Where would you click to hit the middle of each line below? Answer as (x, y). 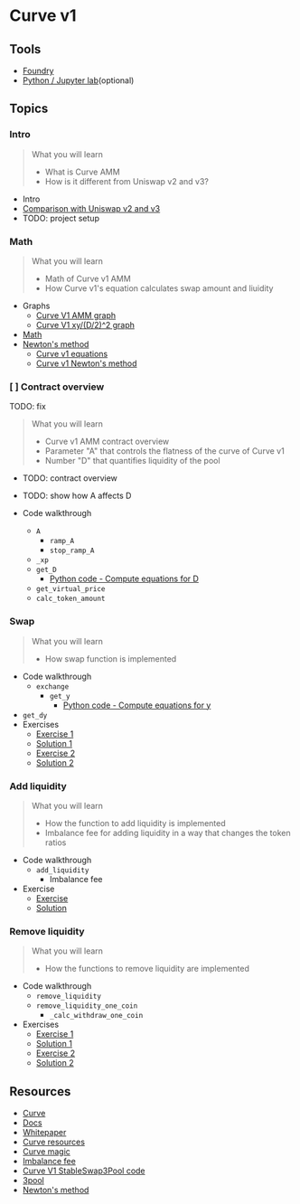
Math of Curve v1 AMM (88, 278)
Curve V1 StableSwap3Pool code (84, 1171)
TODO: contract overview (70, 478)
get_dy (35, 715)
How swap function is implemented (111, 658)
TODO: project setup (61, 218)
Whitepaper (44, 1132)
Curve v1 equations (72, 353)
